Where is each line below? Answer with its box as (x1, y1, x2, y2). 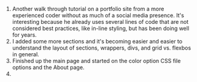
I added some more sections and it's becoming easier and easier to (12, 38, 183, 45)
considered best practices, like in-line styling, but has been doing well (12, 24, 190, 32)
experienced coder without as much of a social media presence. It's (12, 12, 184, 19)
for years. (12, 31, 37, 39)
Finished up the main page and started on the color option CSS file (12, 58, 181, 64)
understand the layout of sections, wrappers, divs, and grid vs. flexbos (12, 44, 191, 51)
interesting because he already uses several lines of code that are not (12, 18, 189, 25)
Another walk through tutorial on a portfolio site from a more (12, 6, 164, 12)
